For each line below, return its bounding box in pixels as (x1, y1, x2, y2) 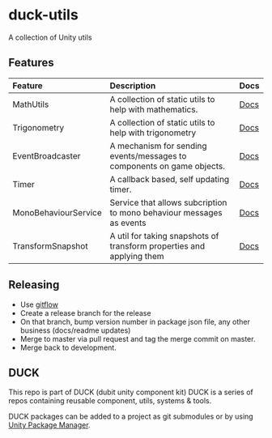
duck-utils (8, 6, 79, 24)
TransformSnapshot (12, 240, 88, 252)
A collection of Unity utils (8, 32, 92, 42)
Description (109, 79, 156, 91)
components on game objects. (109, 160, 225, 172)
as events (109, 217, 147, 228)
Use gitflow (19, 300, 59, 309)
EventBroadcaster (12, 150, 81, 161)
